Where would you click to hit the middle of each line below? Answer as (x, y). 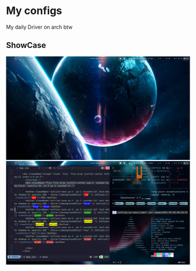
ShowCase (26, 45)
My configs (34, 11)
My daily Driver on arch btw (39, 27)
